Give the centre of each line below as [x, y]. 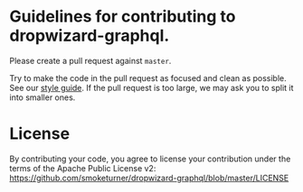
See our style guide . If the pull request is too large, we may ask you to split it [151, 87]
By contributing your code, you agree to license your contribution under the [150, 159]
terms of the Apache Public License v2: [83, 168]
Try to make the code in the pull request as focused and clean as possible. [148, 78]
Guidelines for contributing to [123, 17]
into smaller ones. [43, 97]
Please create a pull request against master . [90, 60]
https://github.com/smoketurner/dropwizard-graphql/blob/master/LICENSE [149, 178]
